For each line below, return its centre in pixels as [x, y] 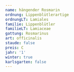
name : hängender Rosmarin [32, 10]
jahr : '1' [16, 52]
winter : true [19, 57]
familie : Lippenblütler [30, 24]
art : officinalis [24, 39]
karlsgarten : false [26, 62]
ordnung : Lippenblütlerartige [37, 15]
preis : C [14, 48]
